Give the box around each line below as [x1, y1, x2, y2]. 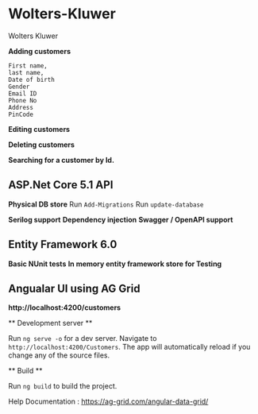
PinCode [8, 110, 34, 118]
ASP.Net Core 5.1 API [8, 178, 114, 192]
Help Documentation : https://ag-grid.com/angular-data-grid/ [8, 397, 209, 406]
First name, [8, 61, 48, 70]
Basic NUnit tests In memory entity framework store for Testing [8, 259, 222, 269]
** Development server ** [8, 319, 93, 328]
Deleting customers [8, 140, 75, 149]
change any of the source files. [8, 350, 110, 360]
